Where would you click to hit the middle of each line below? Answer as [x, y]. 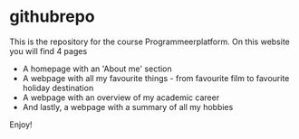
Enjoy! [21, 125]
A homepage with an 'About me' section [97, 69]
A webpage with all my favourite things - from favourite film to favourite [156, 78]
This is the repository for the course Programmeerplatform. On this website [149, 42]
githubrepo [52, 17]
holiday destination [58, 88]
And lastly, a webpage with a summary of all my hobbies [128, 107]
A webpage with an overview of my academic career [121, 97]
